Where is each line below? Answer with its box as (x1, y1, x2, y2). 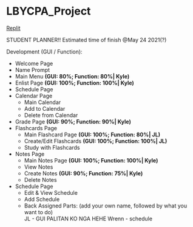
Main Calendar (24, 99, 61, 106)
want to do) (24, 208, 53, 215)
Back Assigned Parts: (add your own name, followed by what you (24, 202, 188, 209)
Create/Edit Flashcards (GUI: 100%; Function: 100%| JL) (24, 137, 168, 144)
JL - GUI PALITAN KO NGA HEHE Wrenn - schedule (24, 215, 153, 222)
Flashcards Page (15, 124, 58, 131)
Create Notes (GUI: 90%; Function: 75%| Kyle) (24, 169, 143, 177)
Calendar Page (15, 92, 53, 99)
